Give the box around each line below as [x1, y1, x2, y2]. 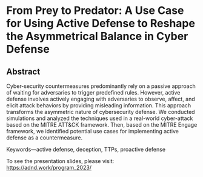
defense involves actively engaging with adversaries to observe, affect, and [6, 95, 195, 102]
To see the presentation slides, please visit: [6, 158, 115, 164]
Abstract [6, 66, 41, 76]
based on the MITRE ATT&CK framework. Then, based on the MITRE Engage [6, 121, 198, 128]
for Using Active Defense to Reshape [6, 16, 196, 30]
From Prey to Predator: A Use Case [6, 4, 184, 18]
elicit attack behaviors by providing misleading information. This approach [6, 102, 191, 109]
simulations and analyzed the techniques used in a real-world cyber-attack [6, 115, 193, 122]
